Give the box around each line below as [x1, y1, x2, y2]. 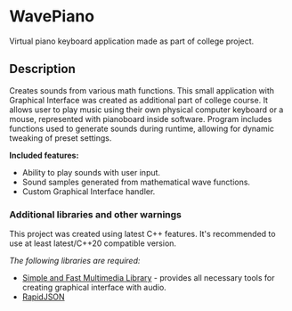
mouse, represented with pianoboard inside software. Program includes [9, 113, 272, 124]
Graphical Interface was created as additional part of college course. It [9, 94, 269, 105]
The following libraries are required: [9, 256, 141, 266]
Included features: [9, 150, 79, 160]
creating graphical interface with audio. [21, 282, 166, 293]
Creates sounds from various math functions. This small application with [9, 85, 274, 95]
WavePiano [9, 6, 95, 27]
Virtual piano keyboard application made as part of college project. [9, 36, 255, 46]
